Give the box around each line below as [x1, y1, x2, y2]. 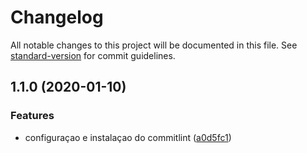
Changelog [10, 6, 104, 29]
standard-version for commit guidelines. [10, 49, 176, 61]
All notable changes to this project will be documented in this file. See [10, 39, 298, 51]
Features [10, 109, 55, 123]
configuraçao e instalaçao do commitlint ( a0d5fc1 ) [24, 131, 232, 143]
